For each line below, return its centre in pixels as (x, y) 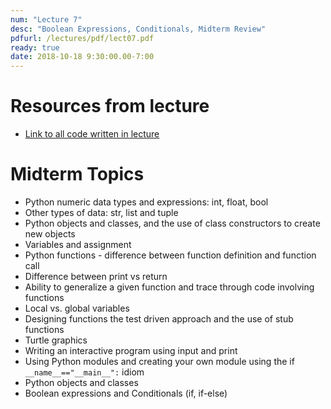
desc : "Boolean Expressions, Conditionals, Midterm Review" (138, 29)
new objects (50, 234)
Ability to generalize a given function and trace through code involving (169, 287)
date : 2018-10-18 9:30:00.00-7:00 (82, 57)
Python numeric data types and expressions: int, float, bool (146, 202)
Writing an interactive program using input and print (131, 350)
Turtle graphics (56, 340)
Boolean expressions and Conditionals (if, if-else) (126, 393)
